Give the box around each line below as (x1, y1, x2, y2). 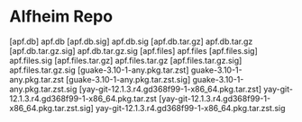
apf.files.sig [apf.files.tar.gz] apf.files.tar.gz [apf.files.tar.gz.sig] (9, 55, 243, 65)
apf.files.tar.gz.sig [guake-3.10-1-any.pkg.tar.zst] (9, 65, 189, 75)
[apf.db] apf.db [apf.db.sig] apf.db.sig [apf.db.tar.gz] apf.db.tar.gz (9, 36, 253, 47)
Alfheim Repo (9, 6, 114, 27)
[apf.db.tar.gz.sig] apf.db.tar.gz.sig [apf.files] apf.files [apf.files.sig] (9, 45, 259, 56)
